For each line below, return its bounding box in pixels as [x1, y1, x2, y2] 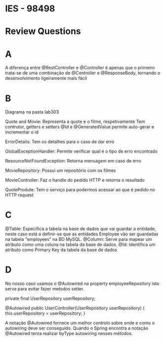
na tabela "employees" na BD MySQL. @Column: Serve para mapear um [5, 236, 152, 242]
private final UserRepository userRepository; [5, 295, 96, 301]
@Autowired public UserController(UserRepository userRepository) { [5, 305, 145, 311]
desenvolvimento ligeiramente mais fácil [5, 75, 87, 81]
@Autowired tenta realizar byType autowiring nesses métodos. [5, 331, 133, 337]
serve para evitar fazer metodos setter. [5, 286, 84, 292]
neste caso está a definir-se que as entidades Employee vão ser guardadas [5, 231, 159, 237]
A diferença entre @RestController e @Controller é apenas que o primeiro [5, 65, 155, 71]
